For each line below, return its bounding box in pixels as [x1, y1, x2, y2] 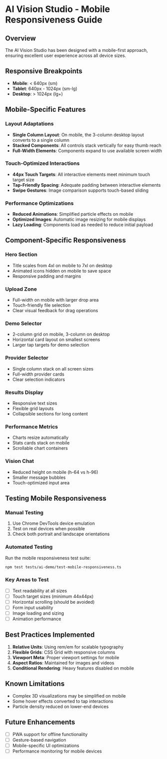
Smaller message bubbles [12, 474, 66, 480]
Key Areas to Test [5, 576, 49, 583]
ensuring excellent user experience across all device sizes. [5, 52, 126, 58]
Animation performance [12, 616, 61, 622]
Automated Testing [5, 543, 53, 550]
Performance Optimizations [5, 200, 74, 207]
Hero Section [5, 251, 37, 258]
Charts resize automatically [12, 434, 69, 440]
